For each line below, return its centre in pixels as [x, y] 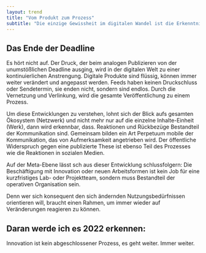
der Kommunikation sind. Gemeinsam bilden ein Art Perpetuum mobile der [100, 134]
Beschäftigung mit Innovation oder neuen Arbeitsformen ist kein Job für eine [103, 172]
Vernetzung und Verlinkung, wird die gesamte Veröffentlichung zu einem [98, 96]
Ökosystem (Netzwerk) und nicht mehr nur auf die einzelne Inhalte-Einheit [100, 121]
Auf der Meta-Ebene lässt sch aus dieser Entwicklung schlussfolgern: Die [99, 165]
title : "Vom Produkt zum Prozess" [51, 18]
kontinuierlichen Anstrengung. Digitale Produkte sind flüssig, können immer [102, 76]
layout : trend [25, 12]
